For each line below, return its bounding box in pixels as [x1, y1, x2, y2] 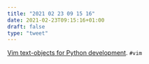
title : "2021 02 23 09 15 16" [7, 10, 96, 17]
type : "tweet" [7, 29, 49, 37]
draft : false [7, 23, 45, 30]
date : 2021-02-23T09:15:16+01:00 [7, 17, 105, 24]
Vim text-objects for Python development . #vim [7, 49, 142, 57]
